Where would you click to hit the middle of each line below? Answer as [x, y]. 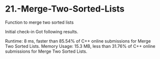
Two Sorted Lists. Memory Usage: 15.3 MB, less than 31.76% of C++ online [80, 46]
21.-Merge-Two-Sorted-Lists [65, 9]
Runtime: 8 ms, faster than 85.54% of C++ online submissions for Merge [78, 41]
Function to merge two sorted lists [40, 22]
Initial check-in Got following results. [42, 31]
